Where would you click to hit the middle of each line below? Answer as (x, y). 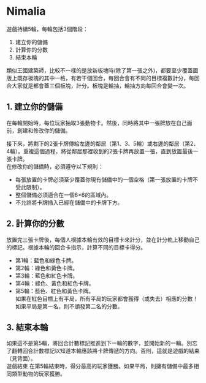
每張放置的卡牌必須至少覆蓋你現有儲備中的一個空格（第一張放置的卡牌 (104, 180)
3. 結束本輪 (27, 327)
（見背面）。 (21, 358)
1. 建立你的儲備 (35, 107)
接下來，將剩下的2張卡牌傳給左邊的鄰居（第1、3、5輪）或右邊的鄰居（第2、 (103, 143)
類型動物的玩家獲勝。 (38, 374)
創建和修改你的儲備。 (44, 131)
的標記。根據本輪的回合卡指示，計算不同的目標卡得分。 (76, 247)
